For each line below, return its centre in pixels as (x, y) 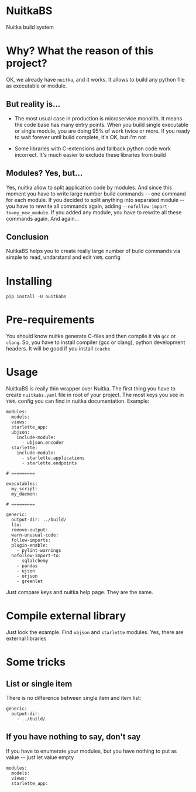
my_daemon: (25, 494)
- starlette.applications (53, 458)
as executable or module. (37, 86)
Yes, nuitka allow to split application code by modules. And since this (89, 187)
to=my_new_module (27, 213)
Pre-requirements (50, 320)
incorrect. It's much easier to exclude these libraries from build (90, 154)
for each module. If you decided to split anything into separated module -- (95, 200)
